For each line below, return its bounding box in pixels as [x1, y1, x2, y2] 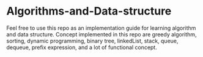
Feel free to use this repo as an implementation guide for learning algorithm [6, 24, 196, 32]
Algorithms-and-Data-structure [6, 4, 172, 18]
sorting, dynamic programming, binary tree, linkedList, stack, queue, [6, 37, 179, 44]
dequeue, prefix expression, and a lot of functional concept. [6, 44, 157, 51]
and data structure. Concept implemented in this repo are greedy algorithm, [6, 30, 197, 38]
